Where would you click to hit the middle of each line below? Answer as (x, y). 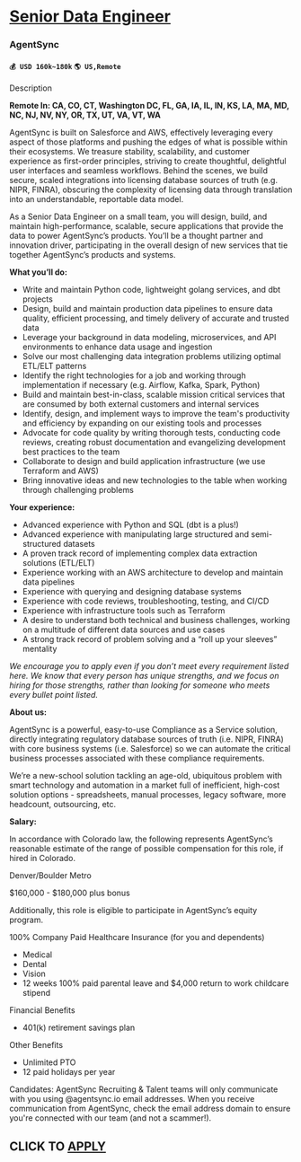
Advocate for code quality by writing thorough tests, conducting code (151, 433)
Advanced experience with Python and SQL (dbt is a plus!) (131, 525)
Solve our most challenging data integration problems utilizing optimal (151, 357)
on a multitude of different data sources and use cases (124, 629)
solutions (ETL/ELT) (58, 563)
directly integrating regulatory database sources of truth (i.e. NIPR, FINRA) (147, 739)
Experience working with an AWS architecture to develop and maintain (153, 573)
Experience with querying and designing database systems (132, 592)
